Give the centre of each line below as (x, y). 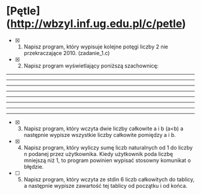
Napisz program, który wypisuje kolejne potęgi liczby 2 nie (96, 47)
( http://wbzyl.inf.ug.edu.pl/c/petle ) (96, 24)
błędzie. (33, 166)
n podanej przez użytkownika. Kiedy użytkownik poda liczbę (98, 154)
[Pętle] (23, 11)
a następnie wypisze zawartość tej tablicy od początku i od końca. (106, 185)
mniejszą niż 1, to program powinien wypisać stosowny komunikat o (107, 160)
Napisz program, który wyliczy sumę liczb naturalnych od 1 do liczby (108, 147)
